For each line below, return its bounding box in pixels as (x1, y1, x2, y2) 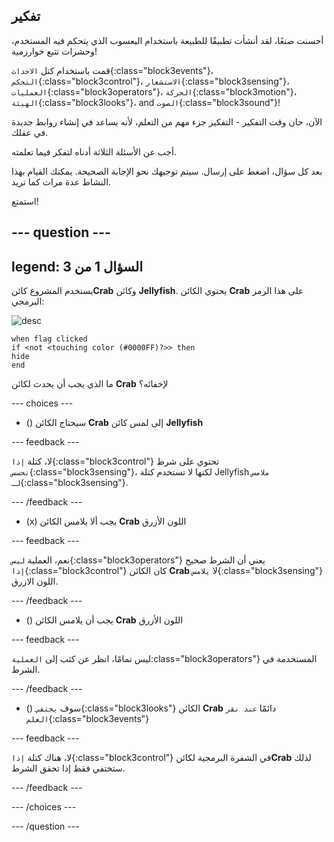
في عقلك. (11, 126, 49, 138)
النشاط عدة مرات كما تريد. (11, 175, 112, 188)
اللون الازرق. (11, 575, 59, 588)
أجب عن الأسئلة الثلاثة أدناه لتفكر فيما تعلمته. (11, 145, 178, 158)
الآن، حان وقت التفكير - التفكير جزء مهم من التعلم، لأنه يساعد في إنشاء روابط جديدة (11, 115, 323, 128)
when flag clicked (11, 334, 88, 344)
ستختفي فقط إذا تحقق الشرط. (11, 762, 126, 774)
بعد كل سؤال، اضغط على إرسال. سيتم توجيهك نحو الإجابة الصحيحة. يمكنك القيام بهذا (11, 165, 323, 177)
